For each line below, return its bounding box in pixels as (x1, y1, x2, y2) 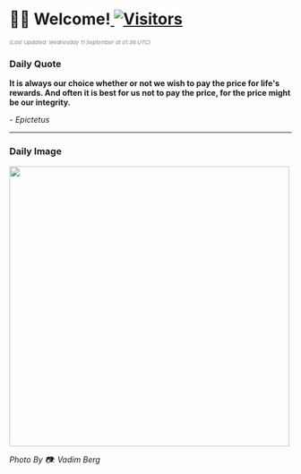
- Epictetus (9, 115, 50, 125)
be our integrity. (9, 97, 72, 108)
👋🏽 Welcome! (9, 9, 111, 30)
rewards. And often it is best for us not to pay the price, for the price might (9, 88, 291, 99)
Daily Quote (9, 57, 62, 70)
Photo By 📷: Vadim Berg (9, 453, 101, 465)
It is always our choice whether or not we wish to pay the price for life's (9, 78, 280, 89)
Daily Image (9, 145, 63, 158)
